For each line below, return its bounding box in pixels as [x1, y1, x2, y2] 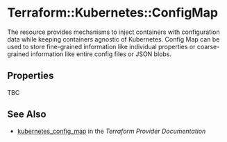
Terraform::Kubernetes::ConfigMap [7, 5, 219, 21]
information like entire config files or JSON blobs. [31, 50, 172, 58]
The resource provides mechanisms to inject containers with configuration [7, 28, 220, 36]
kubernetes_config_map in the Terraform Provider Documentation [17, 127, 206, 135]
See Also [7, 109, 47, 121]
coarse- [196, 42, 220, 51]
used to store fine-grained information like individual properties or [7, 42, 196, 51]
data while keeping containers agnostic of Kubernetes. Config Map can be [7, 35, 220, 43]
